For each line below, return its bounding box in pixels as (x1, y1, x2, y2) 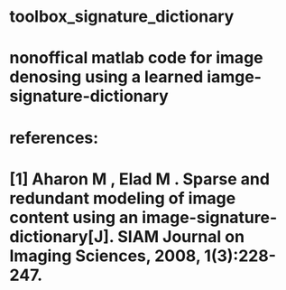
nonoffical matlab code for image (9, 48, 263, 69)
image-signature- (141, 207, 278, 228)
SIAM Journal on (116, 226, 245, 247)
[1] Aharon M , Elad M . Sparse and (9, 169, 271, 189)
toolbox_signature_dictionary (9, 6, 235, 27)
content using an (9, 207, 139, 228)
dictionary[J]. (9, 226, 115, 247)
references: (9, 127, 99, 148)
